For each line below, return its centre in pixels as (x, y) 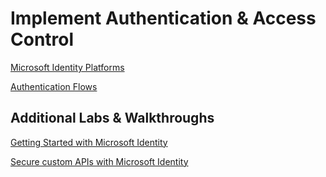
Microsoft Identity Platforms (67, 67)
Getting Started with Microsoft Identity (89, 142)
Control (42, 39)
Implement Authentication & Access (163, 18)
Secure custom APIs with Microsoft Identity (99, 161)
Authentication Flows (54, 86)
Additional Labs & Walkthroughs (112, 118)
